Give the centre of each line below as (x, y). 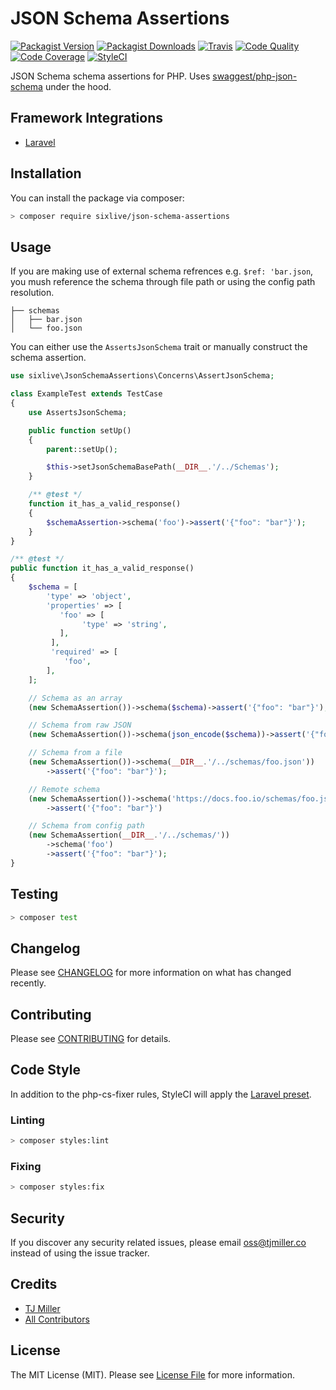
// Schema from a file (75, 753)
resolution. (32, 293)
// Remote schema (64, 789)
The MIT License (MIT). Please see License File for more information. (152, 1374)
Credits (34, 1284)
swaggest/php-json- (255, 76)
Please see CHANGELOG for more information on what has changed (151, 973)
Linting (27, 1120)
